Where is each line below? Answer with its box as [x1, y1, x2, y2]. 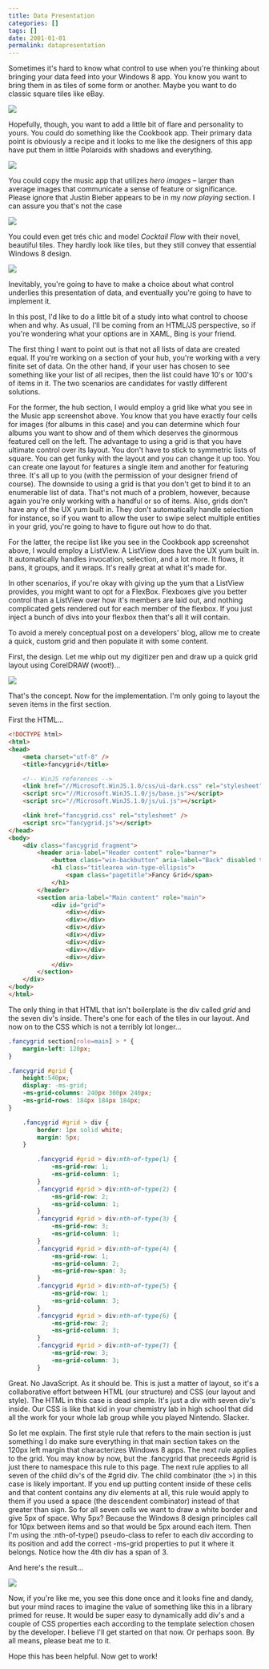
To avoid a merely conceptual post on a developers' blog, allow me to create [8, 628, 260, 638]
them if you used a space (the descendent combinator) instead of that [8, 1496, 240, 1506]
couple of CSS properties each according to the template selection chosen [8, 1619, 255, 1628]
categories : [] [8, 19, 59, 27]
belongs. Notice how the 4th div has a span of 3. [8, 1547, 169, 1557]
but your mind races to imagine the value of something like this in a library [8, 1602, 252, 1611]
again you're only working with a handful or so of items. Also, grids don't [8, 496, 248, 506]
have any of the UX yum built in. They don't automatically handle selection [8, 505, 254, 514]
